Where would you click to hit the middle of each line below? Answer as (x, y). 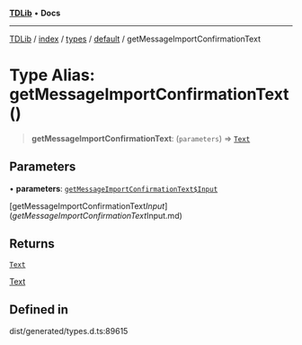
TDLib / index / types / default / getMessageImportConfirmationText (135, 39)
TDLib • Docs (35, 13)
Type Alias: (53, 75)
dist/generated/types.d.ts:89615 (69, 331)
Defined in (39, 309)
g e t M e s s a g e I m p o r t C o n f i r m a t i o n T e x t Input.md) (97, 215)
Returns (32, 244)
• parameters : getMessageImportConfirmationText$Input (114, 188)
